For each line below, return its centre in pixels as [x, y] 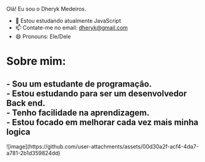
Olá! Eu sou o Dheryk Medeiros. [47, 9]
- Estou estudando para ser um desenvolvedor [97, 94]
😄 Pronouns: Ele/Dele [43, 37]
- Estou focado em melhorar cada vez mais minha [102, 122]
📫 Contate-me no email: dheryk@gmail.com [72, 28]
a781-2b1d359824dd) [33, 153]
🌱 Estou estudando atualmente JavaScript [68, 21]
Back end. [26, 103]
